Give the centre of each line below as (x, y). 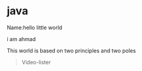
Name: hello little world (35, 27)
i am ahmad (21, 39)
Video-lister (36, 62)
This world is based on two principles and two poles (71, 50)
